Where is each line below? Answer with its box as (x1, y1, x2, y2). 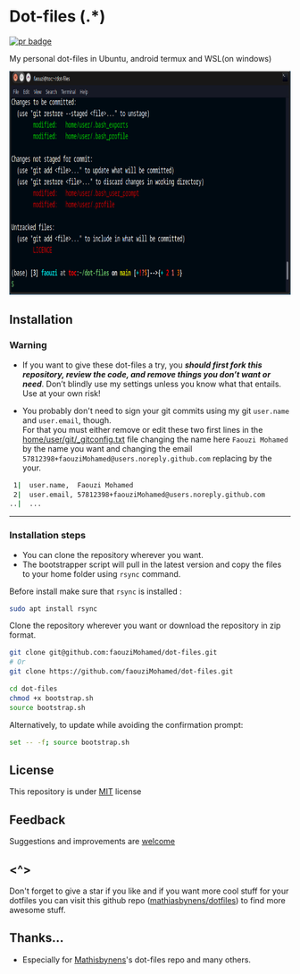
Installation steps (9, 529, 87, 542)
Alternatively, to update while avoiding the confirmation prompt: (9, 719, 244, 730)
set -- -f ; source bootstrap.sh (9, 738, 129, 747)
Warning (9, 339, 47, 351)
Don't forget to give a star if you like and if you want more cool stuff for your (9, 885, 289, 896)
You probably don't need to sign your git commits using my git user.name (21, 405, 290, 416)
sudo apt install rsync (9, 604, 98, 614)
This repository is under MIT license (9, 786, 142, 797)
